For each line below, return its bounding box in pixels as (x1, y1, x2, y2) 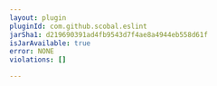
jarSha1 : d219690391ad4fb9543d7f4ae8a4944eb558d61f (9, 30, 208, 39)
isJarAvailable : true (9, 38, 91, 48)
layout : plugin (9, 13, 67, 23)
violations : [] (9, 55, 67, 64)
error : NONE (9, 47, 54, 56)
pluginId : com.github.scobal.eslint (9, 22, 147, 31)
